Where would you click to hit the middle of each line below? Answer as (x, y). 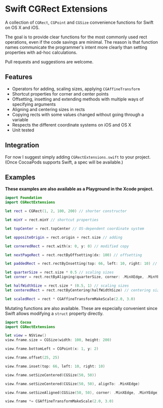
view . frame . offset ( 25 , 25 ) (32, 358)
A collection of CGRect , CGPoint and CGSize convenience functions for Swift (79, 22)
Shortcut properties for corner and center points (60, 94)
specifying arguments (34, 104)
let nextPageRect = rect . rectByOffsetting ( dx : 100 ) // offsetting (73, 255)
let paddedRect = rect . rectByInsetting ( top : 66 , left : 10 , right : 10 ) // (81, 264)
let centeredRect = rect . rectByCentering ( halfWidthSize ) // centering (78, 290)
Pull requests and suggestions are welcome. (49, 62)
